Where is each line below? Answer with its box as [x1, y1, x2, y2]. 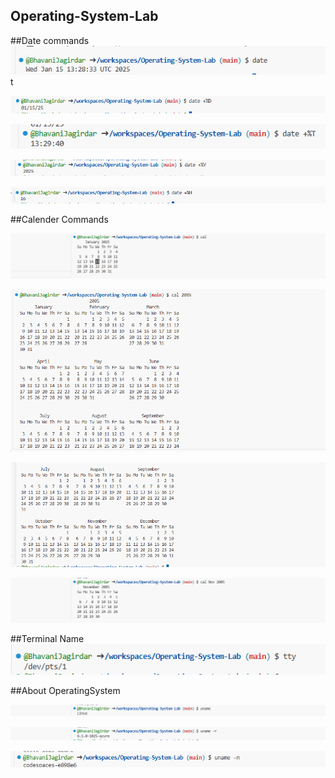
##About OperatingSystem [10, 685, 121, 697]
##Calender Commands [10, 214, 109, 226]
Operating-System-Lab [10, 8, 159, 25]
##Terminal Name [10, 632, 85, 644]
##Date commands [10, 34, 90, 46]
